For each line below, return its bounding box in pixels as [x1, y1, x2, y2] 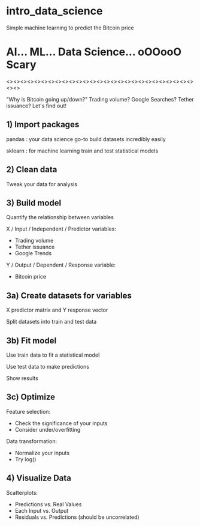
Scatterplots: [6, 489, 38, 496]
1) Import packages [6, 119, 80, 130]
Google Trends [14, 250, 52, 257]
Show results [6, 374, 39, 382]
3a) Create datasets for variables [6, 290, 132, 301]
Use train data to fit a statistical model [6, 351, 100, 358]
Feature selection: [6, 408, 51, 415]
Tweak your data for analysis [6, 180, 78, 187]
